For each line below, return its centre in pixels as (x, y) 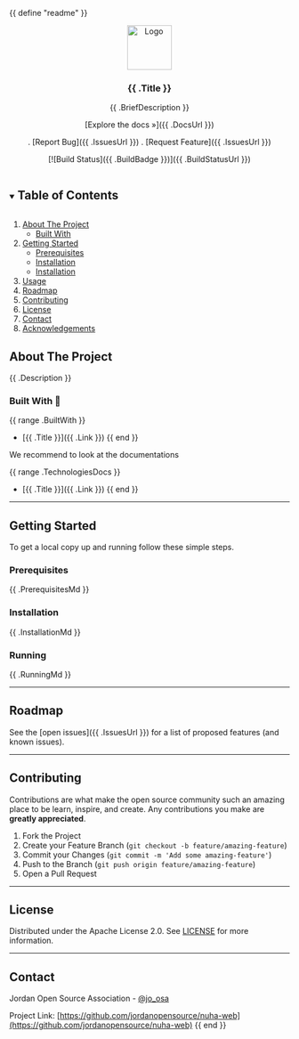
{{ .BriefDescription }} (149, 108)
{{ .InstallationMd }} (45, 632)
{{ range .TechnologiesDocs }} (65, 472)
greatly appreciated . (48, 818)
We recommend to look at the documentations (94, 455)
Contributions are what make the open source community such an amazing (147, 800)
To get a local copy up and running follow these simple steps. (121, 548)
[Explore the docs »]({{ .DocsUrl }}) (149, 125)
